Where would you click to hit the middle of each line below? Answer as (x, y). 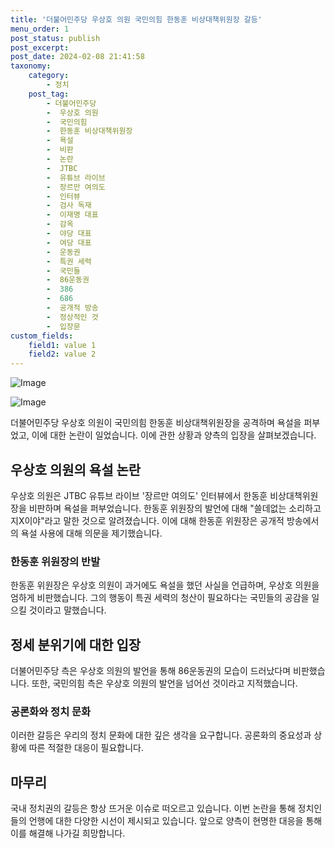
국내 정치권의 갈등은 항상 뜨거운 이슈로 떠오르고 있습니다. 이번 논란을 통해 (153, 808)
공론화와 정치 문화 (51, 711)
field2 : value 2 (62, 354)
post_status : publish (55, 38)
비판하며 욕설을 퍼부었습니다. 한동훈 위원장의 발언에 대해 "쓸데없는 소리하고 (175, 508)
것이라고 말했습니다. (67, 610)
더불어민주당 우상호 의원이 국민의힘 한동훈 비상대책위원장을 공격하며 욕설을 (156, 423)
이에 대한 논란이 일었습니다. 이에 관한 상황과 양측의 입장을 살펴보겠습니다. (174, 435)
